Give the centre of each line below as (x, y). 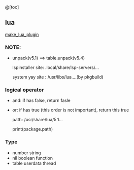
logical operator (25, 90)
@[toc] (12, 7)
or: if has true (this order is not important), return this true (70, 110)
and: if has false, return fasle (41, 101)
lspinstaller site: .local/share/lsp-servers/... (56, 68)
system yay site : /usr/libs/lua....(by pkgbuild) (58, 77)
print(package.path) (33, 129)
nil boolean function (33, 158)
